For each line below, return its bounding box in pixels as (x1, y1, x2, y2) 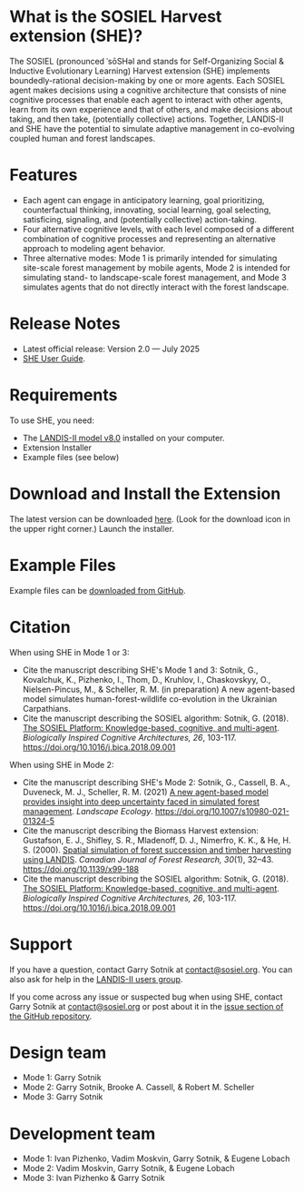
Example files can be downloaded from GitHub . (9, 585, 186, 596)
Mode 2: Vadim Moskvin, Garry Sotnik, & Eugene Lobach (22, 1163, 235, 1174)
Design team (9, 1042, 107, 1063)
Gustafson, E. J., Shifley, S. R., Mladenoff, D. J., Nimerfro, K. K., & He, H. (22, 834, 291, 845)
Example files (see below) (22, 451, 120, 462)
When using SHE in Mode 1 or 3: (9, 646, 130, 657)
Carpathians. (22, 703, 71, 714)
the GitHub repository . (9, 1010, 93, 1021)
